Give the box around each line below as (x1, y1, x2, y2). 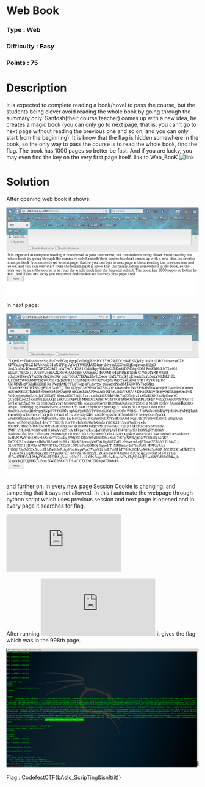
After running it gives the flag (6, 629, 196, 637)
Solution (6, 175, 50, 189)
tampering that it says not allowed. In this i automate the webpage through (6, 489, 193, 496)
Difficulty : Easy (6, 42, 55, 51)
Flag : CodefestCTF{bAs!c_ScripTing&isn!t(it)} (6, 774, 121, 781)
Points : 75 (6, 58, 38, 67)
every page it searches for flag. (6, 502, 85, 509)
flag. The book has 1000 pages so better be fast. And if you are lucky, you (6, 146, 192, 154)
